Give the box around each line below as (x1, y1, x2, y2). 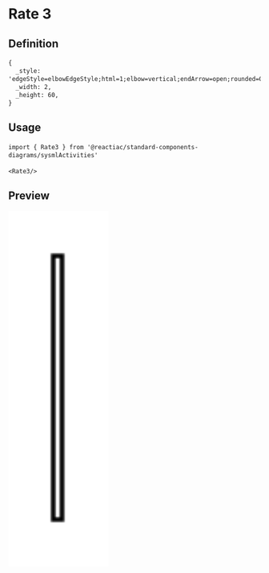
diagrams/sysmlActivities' (8, 151, 98, 159)
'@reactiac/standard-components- (86, 143, 199, 151)
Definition (8, 37, 58, 51)
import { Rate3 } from (8, 143, 84, 151)
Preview (8, 189, 50, 203)
